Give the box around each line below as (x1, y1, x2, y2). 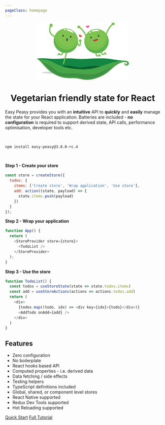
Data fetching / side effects (12, 373, 68, 380)
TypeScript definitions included (12, 384, 76, 390)
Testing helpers (12, 379, 44, 385)
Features (5, 339, 33, 348)
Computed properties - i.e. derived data (12, 368, 94, 374)
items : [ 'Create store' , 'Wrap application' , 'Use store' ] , (14, 183, 140, 189)
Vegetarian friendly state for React (10, 92, 155, 104)
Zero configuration (12, 352, 51, 358)
